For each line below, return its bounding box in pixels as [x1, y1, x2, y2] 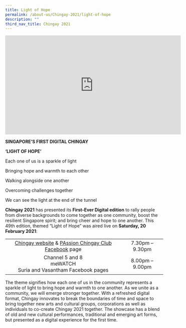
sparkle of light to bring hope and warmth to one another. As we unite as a [5, 285, 159, 291]
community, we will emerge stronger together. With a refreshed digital [5, 290, 150, 296]
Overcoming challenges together [5, 187, 73, 194]
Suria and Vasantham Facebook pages [18, 267, 109, 274]
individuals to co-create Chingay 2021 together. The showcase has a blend [5, 306, 160, 312]
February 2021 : [5, 228, 38, 234]
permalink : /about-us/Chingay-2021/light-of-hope [5, 12, 111, 17]
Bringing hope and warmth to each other [5, 168, 89, 174]
